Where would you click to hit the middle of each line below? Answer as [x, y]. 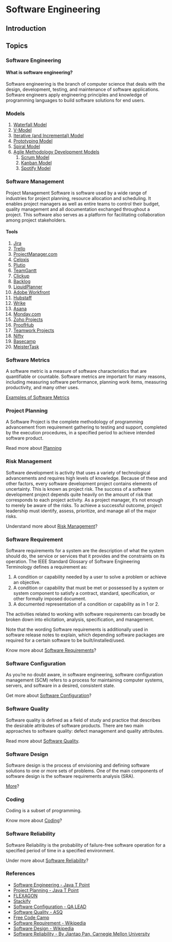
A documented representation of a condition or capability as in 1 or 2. [86, 604]
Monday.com [27, 314]
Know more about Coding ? [34, 820]
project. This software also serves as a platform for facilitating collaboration [85, 214]
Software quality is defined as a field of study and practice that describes [83, 720]
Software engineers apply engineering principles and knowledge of [77, 95]
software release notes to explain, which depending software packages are [85, 635]
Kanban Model [36, 163]
